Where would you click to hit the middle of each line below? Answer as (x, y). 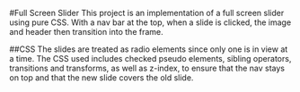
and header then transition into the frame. (86, 32)
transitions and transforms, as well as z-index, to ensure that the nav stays (147, 68)
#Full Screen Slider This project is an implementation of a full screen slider (147, 13)
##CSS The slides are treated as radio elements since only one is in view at (149, 49)
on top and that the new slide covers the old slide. (101, 78)
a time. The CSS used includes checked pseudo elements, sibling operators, (150, 59)
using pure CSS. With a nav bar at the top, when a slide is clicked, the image (150, 22)
